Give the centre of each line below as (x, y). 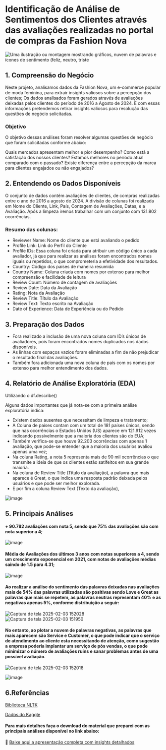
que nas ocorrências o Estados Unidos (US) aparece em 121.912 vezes (84, 431)
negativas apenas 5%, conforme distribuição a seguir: (62, 603)
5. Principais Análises (39, 514)
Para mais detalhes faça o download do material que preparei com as (78, 726)
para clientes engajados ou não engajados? (50, 168)
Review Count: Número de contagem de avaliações (65, 282)
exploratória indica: (25, 410)
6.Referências (27, 693)
